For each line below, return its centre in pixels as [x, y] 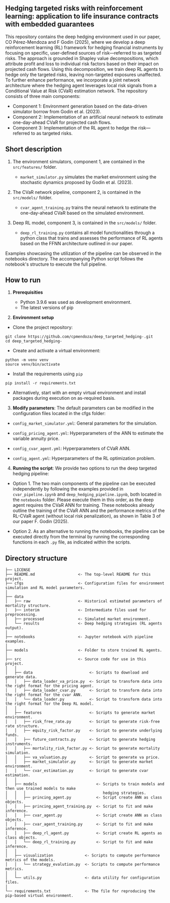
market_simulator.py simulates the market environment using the [88, 177]
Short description [34, 149]
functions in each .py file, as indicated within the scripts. [72, 542]
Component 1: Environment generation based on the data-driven [80, 106]
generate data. [21, 677]
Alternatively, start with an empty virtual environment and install [79, 393]
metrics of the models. [30, 860]
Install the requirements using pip [47, 374]
